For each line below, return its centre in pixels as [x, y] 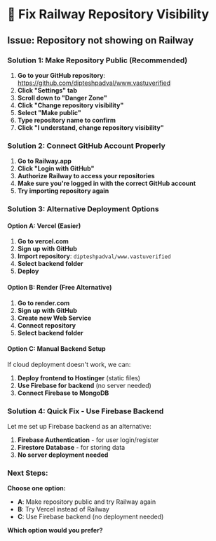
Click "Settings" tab [47, 90]
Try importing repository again [63, 191]
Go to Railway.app [45, 161]
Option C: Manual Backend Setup [57, 349]
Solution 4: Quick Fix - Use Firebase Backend [86, 411]
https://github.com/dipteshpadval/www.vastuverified [94, 83]
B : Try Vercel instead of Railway [63, 509]
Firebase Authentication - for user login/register [88, 440]
